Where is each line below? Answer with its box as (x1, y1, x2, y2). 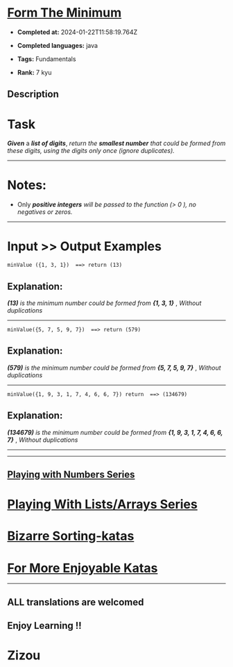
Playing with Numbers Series (7, 468, 135, 480)
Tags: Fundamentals (17, 54, 76, 63)
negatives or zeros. (17, 208, 73, 216)
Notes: (7, 177, 47, 193)
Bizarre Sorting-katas (7, 528, 135, 544)
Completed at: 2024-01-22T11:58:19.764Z (17, 28, 138, 36)
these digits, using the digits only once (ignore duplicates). (7, 147, 175, 155)
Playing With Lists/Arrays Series (7, 497, 198, 512)
